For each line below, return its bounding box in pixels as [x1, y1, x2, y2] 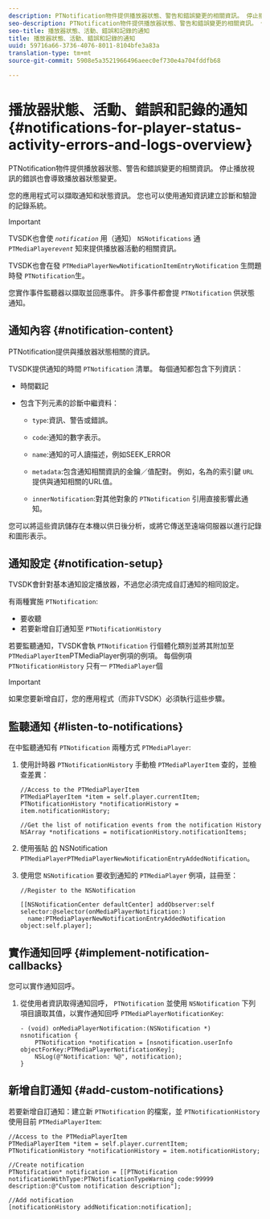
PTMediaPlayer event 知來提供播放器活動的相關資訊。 [8, 243, 181, 253]
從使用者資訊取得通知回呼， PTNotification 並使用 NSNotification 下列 [19, 998, 256, 1008]
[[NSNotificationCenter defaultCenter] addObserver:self [19, 901, 215, 909]
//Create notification [8, 1161, 84, 1169]
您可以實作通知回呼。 [8, 981, 79, 991]
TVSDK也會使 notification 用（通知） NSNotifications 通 [8, 233, 201, 243]
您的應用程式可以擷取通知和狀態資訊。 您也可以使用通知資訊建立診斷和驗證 [8, 190, 257, 200]
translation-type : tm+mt [8, 49, 92, 57]
